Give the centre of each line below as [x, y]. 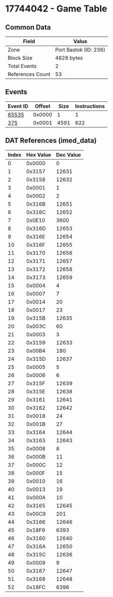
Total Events [22, 66]
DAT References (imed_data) [51, 141]
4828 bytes [69, 58]
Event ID [18, 106]
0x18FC [36, 587]
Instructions [90, 106]
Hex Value [39, 155]
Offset [43, 106]
